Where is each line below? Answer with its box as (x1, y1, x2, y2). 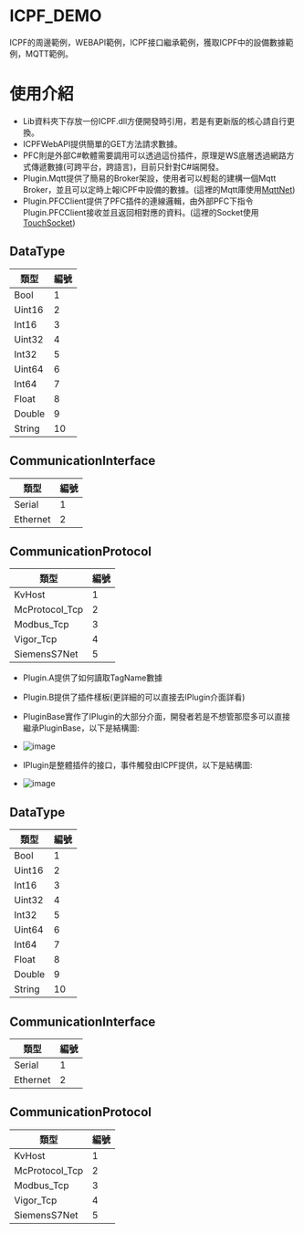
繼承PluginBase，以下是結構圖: (22, 722, 140, 733)
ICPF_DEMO (9, 5, 102, 26)
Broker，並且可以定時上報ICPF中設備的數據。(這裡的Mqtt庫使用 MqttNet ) (22, 184, 296, 195)
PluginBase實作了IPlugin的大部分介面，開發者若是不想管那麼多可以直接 (22, 711, 290, 722)
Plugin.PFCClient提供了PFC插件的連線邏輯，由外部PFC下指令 (22, 195, 254, 206)
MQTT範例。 (25, 47, 74, 59)
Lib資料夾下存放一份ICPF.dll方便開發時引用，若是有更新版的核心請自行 (22, 115, 288, 126)
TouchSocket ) (22, 216, 76, 228)
